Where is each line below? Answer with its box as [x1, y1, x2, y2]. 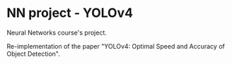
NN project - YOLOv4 [6, 5, 134, 21]
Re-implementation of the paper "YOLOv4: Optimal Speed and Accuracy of [6, 42, 226, 50]
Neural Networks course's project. [6, 28, 108, 37]
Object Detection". [6, 49, 61, 58]
